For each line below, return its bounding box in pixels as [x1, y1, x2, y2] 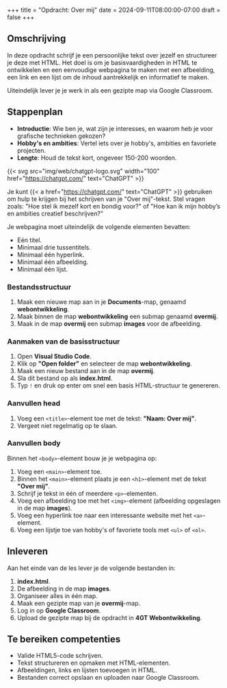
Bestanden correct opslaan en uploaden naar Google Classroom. [16, 674, 200, 682]
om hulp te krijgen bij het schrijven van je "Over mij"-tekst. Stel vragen [7, 195, 206, 203]
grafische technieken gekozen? [16, 132, 106, 140]
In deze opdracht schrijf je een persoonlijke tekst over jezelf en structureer [7, 51, 217, 59]
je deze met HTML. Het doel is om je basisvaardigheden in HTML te [7, 58, 198, 67]
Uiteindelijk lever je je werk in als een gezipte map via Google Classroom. [7, 86, 213, 95]
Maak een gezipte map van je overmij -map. [16, 599, 141, 607]
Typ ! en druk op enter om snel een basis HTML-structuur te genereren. [16, 381, 220, 390]
